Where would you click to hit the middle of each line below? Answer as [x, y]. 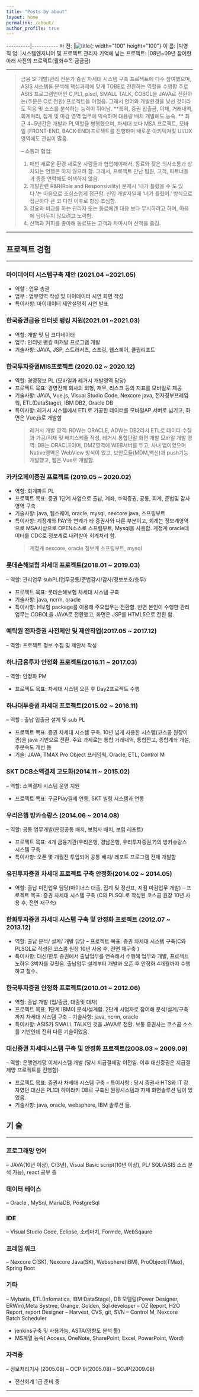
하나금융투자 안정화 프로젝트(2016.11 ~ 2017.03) [72, 662]
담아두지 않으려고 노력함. [64, 216]
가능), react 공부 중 [34, 1172]
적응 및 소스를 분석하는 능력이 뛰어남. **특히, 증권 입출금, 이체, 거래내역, [110, 109]
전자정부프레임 [172, 395]
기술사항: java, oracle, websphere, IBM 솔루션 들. [73, 1105]
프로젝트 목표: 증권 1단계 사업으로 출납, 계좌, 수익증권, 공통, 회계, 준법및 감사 [102, 499]
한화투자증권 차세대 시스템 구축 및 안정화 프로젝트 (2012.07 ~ [88, 920]
